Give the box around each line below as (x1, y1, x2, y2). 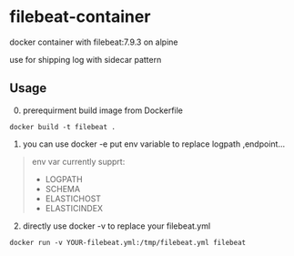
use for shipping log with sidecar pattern (9, 54, 162, 65)
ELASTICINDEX (45, 202, 103, 213)
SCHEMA (45, 183, 80, 194)
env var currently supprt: (31, 156, 126, 167)
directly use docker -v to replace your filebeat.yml (22, 220, 211, 231)
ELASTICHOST (45, 193, 102, 204)
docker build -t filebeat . (9, 122, 117, 131)
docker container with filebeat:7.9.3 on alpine (9, 36, 178, 47)
